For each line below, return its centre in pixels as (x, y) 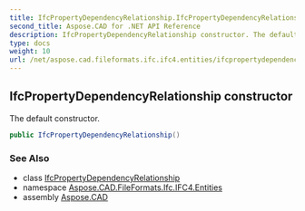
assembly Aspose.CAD (65, 197)
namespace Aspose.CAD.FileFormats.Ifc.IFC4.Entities (122, 187)
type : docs (30, 43)
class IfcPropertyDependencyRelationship (101, 177)
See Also (30, 158)
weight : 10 (30, 52)
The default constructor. (54, 118)
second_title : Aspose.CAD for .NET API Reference (105, 26)
